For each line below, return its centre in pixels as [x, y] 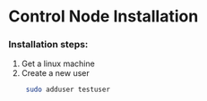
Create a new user [56, 73]
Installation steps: [48, 45]
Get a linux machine [58, 63]
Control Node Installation [103, 17]
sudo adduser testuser [68, 90]
